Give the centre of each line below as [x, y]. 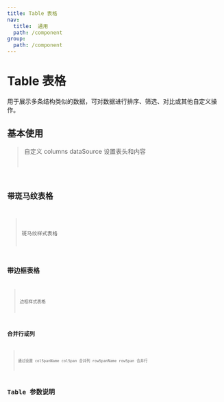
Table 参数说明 [31, 392]
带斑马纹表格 [30, 196]
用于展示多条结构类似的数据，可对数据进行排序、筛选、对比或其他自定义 [109, 101]
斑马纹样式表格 [40, 234]
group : [16, 39]
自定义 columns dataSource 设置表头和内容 [85, 151]
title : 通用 [31, 26]
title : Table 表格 [32, 13]
